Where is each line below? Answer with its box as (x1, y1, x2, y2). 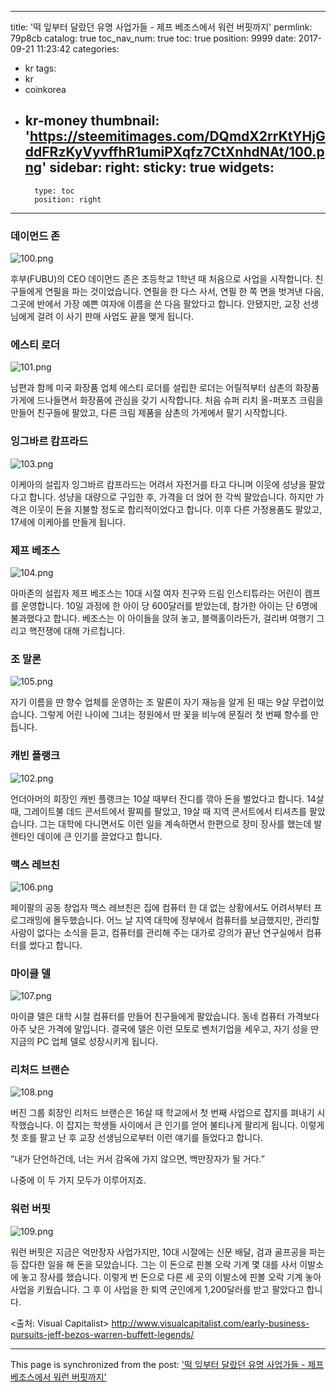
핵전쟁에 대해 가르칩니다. (28, 625, 126, 636)
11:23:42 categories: (36, 43, 120, 55)
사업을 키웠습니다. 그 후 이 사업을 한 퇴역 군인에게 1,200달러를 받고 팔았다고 (10, 1283, 305, 1295)
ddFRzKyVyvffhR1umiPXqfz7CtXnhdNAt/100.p (24, 144, 325, 161)
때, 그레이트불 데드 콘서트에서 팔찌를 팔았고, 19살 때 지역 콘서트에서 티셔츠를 (10, 805, 307, 817)
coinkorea (24, 84, 67, 95)
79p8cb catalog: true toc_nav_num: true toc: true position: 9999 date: (10, 32, 297, 44)
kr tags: (24, 62, 57, 74)
